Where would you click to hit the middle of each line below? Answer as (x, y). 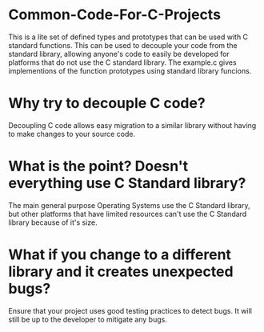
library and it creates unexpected (121, 272)
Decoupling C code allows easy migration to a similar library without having (132, 125)
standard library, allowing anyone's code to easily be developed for (119, 54)
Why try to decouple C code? (107, 104)
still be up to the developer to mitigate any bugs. (88, 319)
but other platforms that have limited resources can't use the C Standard (128, 214)
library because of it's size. (53, 222)
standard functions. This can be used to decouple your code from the (123, 45)
